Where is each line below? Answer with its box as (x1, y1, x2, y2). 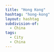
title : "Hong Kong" (5, 7, 46, 12)
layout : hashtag (5, 16, 39, 21)
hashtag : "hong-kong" (5, 12, 50, 17)
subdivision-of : (5, 21, 39, 26)
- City (9, 35, 23, 40)
